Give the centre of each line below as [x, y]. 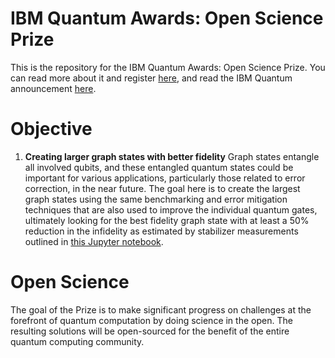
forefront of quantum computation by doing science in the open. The [151, 320]
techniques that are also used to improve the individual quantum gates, [171, 209]
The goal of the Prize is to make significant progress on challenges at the [161, 309]
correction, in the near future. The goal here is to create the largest [162, 188]
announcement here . [53, 88]
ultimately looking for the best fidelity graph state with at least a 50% [167, 220]
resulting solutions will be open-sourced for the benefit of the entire [150, 331]
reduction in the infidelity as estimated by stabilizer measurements [161, 231]
